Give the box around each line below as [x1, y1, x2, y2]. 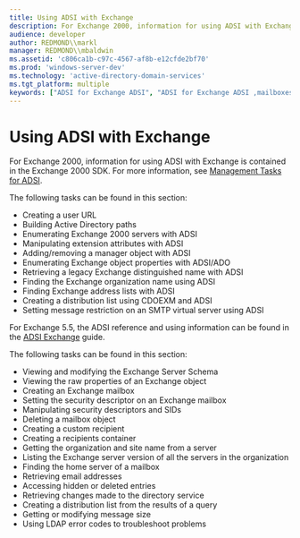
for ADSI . [9, 175, 43, 186]
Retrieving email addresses [21, 471, 122, 482]
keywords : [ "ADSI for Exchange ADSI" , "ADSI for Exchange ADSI [9, 88, 250, 97]
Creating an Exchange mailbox [21, 386, 136, 397]
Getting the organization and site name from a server [21, 442, 217, 453]
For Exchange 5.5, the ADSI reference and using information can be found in [9, 322, 290, 333]
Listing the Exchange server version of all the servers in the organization [21, 452, 289, 463]
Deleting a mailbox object [21, 414, 116, 425]
